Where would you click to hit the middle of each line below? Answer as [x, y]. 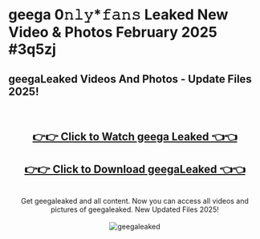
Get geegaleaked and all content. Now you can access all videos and [135, 201]
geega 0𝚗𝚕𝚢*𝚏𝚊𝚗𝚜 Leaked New [118, 15]
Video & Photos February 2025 [113, 32]
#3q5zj [32, 49]
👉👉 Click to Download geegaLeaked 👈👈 [135, 169]
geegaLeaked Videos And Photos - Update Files [130, 79]
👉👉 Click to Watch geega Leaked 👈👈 [135, 137]
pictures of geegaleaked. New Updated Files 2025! [135, 209]
